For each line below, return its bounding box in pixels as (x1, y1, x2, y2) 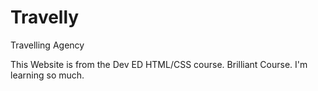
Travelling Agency (10, 39, 85, 51)
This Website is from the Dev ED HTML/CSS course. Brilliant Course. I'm (10, 58, 308, 70)
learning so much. (10, 69, 85, 81)
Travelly (10, 6, 80, 29)
